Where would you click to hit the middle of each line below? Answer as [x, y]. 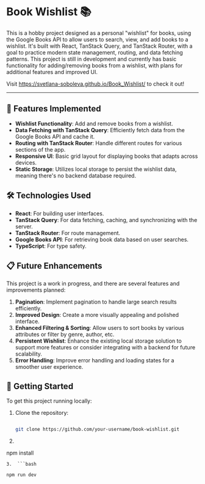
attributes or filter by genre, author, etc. [65, 335]
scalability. [29, 354]
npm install [20, 453]
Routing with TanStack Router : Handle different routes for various [99, 143]
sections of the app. [40, 149]
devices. [26, 162]
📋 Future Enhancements [54, 266]
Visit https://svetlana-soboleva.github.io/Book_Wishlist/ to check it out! [95, 84]
